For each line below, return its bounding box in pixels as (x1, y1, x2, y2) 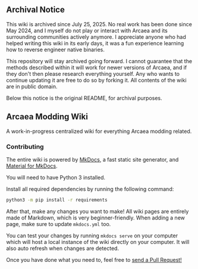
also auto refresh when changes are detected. (6, 245, 120, 252)
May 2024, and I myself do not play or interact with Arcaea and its (6, 27, 168, 34)
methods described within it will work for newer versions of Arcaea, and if (6, 64, 187, 71)
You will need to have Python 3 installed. (6, 174, 106, 181)
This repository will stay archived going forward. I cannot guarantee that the (6, 57, 192, 64)
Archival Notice (6, 5, 65, 15)
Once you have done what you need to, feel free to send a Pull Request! (6, 256, 183, 263)
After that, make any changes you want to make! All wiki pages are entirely (6, 208, 189, 215)
